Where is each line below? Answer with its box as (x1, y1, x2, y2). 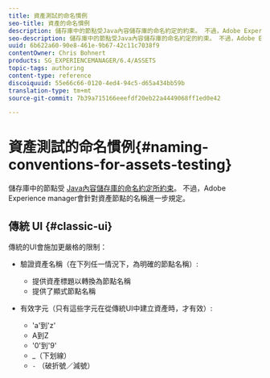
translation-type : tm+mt (8, 86, 92, 95)
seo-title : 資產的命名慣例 (8, 19, 91, 27)
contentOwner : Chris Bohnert (8, 49, 106, 57)
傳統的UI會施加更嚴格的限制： (8, 242, 108, 252)
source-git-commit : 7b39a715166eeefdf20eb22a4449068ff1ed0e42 (8, 94, 221, 102)
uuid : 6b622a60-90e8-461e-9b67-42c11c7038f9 (8, 42, 160, 50)
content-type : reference (8, 72, 92, 80)
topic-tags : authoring (8, 64, 84, 72)
